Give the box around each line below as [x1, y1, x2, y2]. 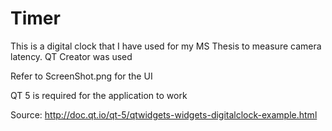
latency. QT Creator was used [10, 50, 133, 62]
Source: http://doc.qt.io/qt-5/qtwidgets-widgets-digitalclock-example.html [10, 108, 318, 121]
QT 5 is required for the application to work [10, 89, 188, 101]
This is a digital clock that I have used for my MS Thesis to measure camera [10, 40, 322, 52]
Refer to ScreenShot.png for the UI [10, 70, 153, 82]
